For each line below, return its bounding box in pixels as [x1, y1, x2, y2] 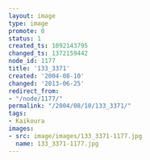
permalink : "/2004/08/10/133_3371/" [8, 102, 131, 110]
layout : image [8, 11, 56, 20]
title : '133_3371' [8, 65, 70, 73]
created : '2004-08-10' [8, 72, 85, 80]
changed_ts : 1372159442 [8, 49, 89, 57]
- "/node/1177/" [8, 95, 63, 103]
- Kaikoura [8, 117, 45, 125]
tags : [8, 110, 27, 118]
